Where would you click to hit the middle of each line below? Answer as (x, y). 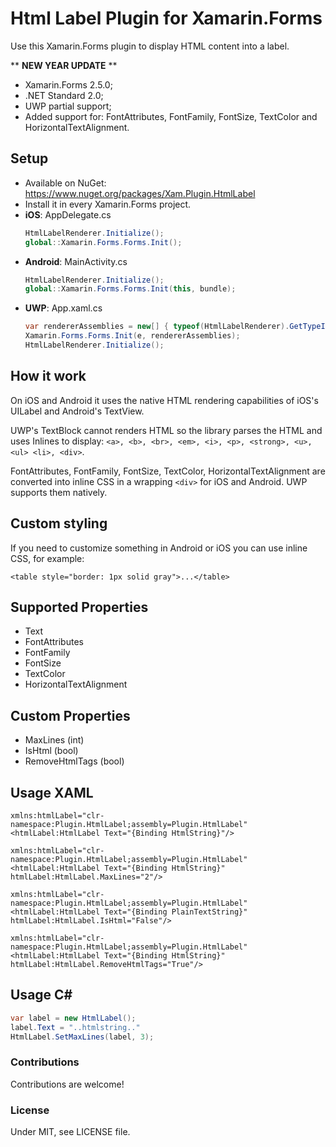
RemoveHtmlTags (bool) (74, 761)
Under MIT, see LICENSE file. (70, 1131)
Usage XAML (52, 792)
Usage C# (41, 995)
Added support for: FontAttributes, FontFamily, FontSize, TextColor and (171, 116)
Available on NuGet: (65, 183)
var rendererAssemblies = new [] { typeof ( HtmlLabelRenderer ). (157, 327)
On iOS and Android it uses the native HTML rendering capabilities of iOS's (164, 400)
